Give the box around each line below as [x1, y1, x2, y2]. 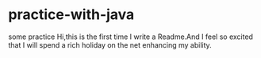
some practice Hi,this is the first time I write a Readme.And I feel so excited [8, 32, 254, 41]
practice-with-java [8, 6, 135, 24]
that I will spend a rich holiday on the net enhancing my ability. [8, 40, 212, 49]
